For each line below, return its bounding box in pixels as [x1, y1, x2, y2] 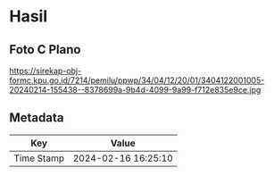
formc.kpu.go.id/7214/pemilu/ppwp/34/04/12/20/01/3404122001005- [9, 75, 265, 86]
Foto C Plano [9, 42, 81, 57]
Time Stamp [13, 152, 65, 164]
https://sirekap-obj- [9, 65, 82, 76]
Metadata [9, 110, 64, 126]
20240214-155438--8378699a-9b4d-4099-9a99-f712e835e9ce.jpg [9, 85, 262, 95]
